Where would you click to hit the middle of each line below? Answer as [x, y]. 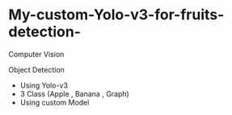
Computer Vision [36, 54]
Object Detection [36, 69]
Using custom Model [55, 102]
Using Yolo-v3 [44, 85]
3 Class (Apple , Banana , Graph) [74, 93]
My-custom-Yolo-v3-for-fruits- [116, 15]
